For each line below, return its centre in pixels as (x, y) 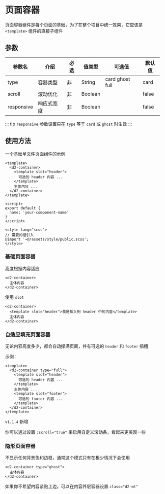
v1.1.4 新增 (17, 422)
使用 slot (14, 297)
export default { (23, 208)
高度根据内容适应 (22, 268)
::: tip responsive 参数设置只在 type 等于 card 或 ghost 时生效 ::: (69, 124)
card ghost (117, 79)
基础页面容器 (20, 257)
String (88, 82)
